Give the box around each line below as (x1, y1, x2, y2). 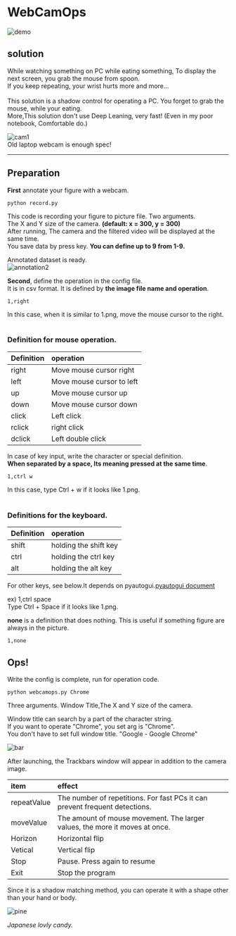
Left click (51, 411, 82, 420)
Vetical (11, 844, 34, 854)
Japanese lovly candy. (7, 921, 73, 929)
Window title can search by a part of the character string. (7, 714, 173, 723)
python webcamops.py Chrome (7, 688, 90, 696)
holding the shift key (51, 540, 118, 550)
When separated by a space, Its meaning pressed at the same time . (7, 459, 208, 468)
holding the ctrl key (51, 552, 114, 562)
